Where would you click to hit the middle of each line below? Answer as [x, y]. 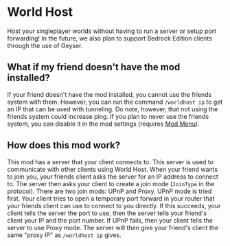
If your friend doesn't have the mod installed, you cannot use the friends [110, 94]
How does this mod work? [64, 145]
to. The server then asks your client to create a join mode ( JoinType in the [111, 183]
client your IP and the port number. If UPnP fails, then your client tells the [110, 220]
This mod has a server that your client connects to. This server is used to [111, 161]
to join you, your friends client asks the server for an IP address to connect [113, 177]
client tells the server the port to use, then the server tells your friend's [107, 213]
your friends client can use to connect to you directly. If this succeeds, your [114, 205]
